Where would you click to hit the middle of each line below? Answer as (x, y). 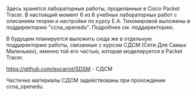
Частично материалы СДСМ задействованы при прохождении (86, 80)
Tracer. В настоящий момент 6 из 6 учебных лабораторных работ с (91, 15)
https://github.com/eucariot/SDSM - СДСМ (59, 69)
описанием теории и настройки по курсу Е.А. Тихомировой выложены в (98, 21)
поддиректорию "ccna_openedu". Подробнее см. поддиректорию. (90, 27)
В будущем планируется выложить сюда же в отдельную (79, 39)
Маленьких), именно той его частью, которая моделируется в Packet (94, 51)
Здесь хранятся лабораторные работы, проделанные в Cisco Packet (93, 9)
